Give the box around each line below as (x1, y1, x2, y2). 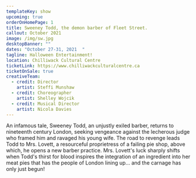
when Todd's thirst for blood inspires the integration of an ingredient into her (6, 153, 191, 160)
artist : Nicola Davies (16, 106, 72, 112)
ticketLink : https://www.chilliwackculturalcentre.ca (6, 62, 140, 69)
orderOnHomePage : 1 (6, 19, 54, 25)
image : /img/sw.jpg (6, 36, 54, 41)
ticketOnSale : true (6, 68, 54, 74)
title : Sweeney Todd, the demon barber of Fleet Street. (6, 25, 148, 31)
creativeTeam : (6, 74, 41, 79)
